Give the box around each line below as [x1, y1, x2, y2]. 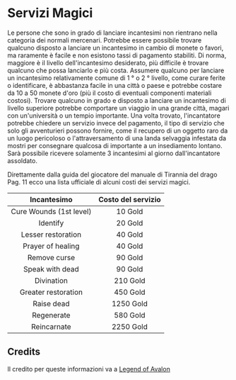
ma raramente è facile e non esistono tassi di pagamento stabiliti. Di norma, [7, 51, 227, 60]
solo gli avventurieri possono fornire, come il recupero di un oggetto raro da [7, 126, 228, 135]
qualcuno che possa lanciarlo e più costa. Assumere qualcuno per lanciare [7, 66, 225, 74]
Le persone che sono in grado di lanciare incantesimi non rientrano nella [7, 28, 218, 37]
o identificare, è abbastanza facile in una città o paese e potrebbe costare [7, 81, 223, 89]
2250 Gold [112, 321, 148, 331]
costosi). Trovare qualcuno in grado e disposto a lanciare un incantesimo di [7, 96, 226, 104]
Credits [7, 346, 41, 358]
